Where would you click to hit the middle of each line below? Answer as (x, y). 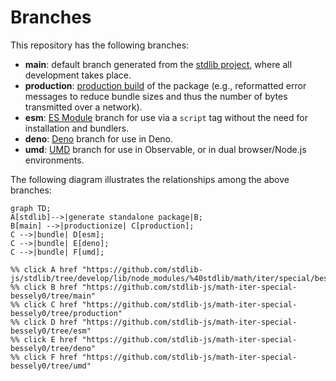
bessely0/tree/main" (53, 296)
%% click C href (44, 304)
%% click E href (44, 339)
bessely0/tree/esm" (51, 331)
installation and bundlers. (77, 128)
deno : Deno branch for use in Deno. (99, 138)
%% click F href (44, 357)
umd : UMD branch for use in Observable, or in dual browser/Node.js (165, 149)
